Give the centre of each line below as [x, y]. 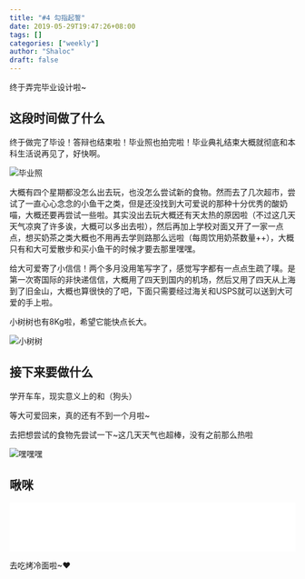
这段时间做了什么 [57, 119]
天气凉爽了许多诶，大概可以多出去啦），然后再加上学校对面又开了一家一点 [147, 226]
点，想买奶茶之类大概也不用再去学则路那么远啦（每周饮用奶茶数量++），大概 [152, 237]
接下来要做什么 [51, 372]
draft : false [34, 60]
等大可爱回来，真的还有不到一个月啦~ [80, 415]
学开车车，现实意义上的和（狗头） [73, 395]
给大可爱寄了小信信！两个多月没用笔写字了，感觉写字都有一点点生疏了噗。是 [152, 268]
